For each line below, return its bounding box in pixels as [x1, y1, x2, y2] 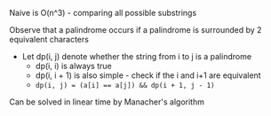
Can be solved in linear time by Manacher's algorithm [9, 97, 204, 107]
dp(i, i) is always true [35, 61, 113, 71]
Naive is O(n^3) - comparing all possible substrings [9, 8, 197, 18]
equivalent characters [9, 35, 89, 44]
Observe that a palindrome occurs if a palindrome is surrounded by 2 [9, 25, 262, 35]
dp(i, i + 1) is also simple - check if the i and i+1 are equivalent [35, 70, 261, 81]
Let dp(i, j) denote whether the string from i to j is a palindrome [21, 51, 251, 61]
